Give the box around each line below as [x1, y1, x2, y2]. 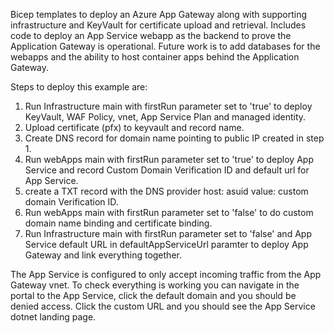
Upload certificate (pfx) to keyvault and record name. [24, 122, 245, 133]
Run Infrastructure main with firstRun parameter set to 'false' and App [24, 228, 312, 239]
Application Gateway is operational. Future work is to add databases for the [10, 40, 321, 52]
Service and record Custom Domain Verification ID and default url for [24, 164, 310, 176]
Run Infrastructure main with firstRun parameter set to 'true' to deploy [24, 100, 313, 112]
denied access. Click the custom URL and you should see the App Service [10, 300, 316, 312]
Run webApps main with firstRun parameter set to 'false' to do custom [24, 207, 314, 218]
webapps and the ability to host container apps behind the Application [10, 51, 300, 63]
